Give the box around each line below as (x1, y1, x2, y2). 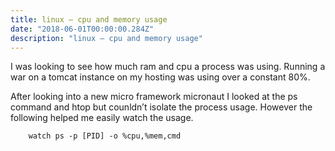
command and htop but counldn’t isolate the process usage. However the (10, 101, 313, 113)
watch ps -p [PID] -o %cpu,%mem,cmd (28, 131, 182, 141)
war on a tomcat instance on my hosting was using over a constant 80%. (10, 71, 311, 83)
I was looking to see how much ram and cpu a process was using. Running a (10, 61, 326, 73)
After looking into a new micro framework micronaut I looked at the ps (10, 91, 298, 103)
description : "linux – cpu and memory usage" (10, 33, 203, 43)
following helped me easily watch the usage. (10, 112, 194, 124)
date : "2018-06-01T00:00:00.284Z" (10, 24, 155, 34)
